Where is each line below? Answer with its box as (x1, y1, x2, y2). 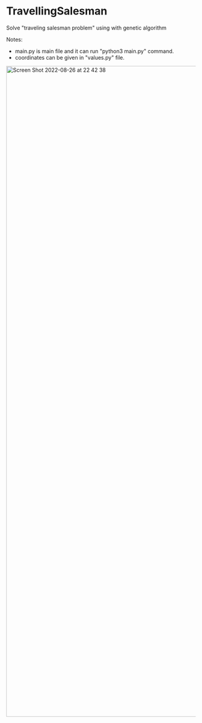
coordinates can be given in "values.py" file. (14, 54, 125, 61)
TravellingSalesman (6, 4, 108, 18)
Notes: (6, 36, 23, 43)
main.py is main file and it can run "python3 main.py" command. (14, 47, 174, 55)
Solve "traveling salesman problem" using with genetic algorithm (6, 24, 167, 31)
